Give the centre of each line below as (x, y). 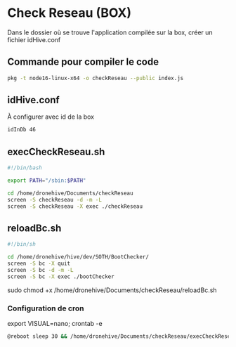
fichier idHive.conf (34, 39)
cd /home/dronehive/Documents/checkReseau (70, 193)
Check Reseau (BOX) (70, 13)
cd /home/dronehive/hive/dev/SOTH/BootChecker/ (78, 257)
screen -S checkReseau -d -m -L (54, 199)
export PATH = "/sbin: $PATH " (47, 181)
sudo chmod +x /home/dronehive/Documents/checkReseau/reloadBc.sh (112, 290)
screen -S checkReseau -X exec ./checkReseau (75, 206)
